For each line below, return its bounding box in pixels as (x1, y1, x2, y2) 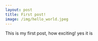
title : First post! (5, 12, 46, 17)
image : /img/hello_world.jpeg (5, 16, 69, 21)
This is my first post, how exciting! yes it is (5, 30, 93, 36)
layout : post (5, 7, 33, 12)
